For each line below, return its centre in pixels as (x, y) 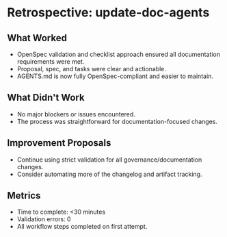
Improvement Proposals (59, 143)
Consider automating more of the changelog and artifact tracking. (109, 174)
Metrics (24, 196)
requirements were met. (51, 62)
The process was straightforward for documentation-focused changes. (117, 121)
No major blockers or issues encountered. (76, 114)
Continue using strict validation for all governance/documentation (109, 160)
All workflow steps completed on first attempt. (82, 227)
